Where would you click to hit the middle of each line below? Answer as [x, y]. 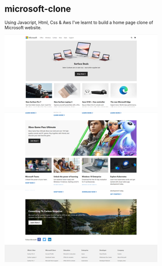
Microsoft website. [23, 27]
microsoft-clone [38, 9]
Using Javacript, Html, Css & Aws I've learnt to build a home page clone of [79, 22]
